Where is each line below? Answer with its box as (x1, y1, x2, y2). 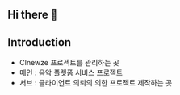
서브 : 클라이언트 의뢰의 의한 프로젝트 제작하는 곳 (19, 78, 173, 88)
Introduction (7, 35, 72, 49)
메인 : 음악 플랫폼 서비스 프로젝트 (19, 68, 123, 77)
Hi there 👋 (7, 8, 58, 22)
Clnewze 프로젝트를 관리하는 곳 (19, 58, 120, 68)
